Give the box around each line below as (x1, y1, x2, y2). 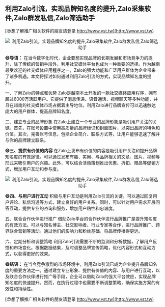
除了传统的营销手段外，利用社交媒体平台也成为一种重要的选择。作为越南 (13, 61, 160, 67)
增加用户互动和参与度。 (13, 166, 61, 172)
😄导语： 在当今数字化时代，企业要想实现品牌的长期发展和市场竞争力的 (5, 55, 149, 60)
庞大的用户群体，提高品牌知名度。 (5, 108, 74, 114)
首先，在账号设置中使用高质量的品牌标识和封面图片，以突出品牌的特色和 (13, 125, 160, 131)
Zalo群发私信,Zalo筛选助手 (14, 14, 95, 22)
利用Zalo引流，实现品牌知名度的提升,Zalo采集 (5, 4, 145, 13)
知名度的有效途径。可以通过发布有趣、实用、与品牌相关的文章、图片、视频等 (5, 154, 160, 160)
